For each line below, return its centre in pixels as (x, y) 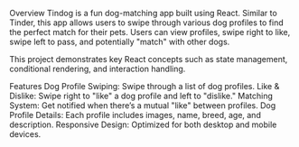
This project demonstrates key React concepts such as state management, (149, 59)
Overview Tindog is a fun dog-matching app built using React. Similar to (143, 13)
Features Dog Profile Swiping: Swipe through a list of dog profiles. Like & (145, 86)
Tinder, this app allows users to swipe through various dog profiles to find (146, 23)
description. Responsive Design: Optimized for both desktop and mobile (143, 124)
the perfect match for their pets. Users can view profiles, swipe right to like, (150, 32)
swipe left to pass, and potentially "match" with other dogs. (120, 41)
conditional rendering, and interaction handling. (98, 69)
